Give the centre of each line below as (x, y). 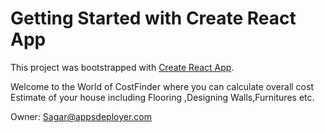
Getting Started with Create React (153, 18)
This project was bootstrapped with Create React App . (122, 67)
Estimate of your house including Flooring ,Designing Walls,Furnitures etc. (162, 97)
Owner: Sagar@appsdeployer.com (81, 116)
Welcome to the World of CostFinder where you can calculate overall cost (162, 86)
